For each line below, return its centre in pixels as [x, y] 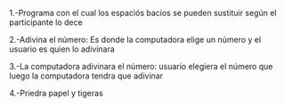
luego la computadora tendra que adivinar [86, 76]
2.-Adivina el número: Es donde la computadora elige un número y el [135, 40]
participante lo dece [46, 22]
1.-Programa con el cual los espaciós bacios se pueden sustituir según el [143, 13]
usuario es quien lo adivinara [62, 49]
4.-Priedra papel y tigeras [57, 93]
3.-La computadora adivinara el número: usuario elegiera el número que [141, 66]
